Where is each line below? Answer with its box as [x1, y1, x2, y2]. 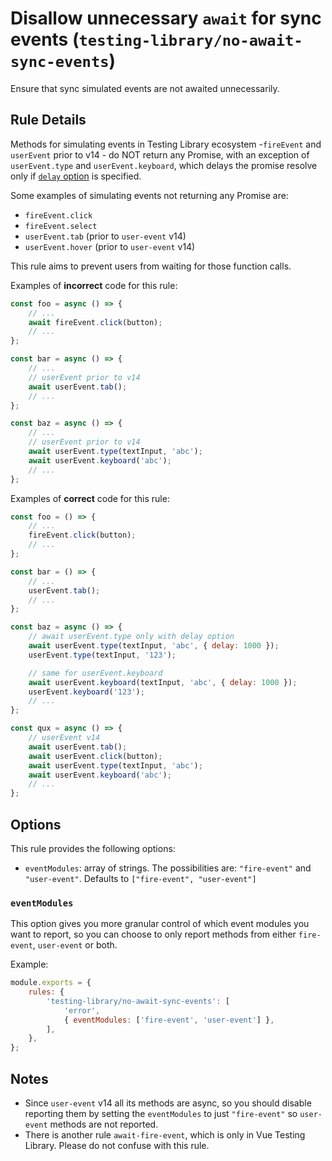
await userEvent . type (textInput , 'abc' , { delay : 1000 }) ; [28, 641, 280, 651]
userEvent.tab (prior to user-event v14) [24, 230, 187, 242]
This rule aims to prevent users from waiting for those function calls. [10, 260, 292, 272]
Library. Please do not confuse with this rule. [24, 1140, 210, 1152]
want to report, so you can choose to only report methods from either [10, 928, 297, 941]
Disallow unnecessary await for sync [10, 7, 322, 30]
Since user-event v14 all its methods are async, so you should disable [24, 1097, 312, 1109]
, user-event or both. [32, 939, 118, 951]
